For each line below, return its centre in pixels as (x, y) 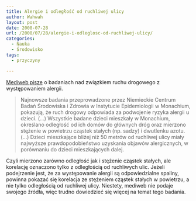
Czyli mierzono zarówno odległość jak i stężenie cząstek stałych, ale (89, 161)
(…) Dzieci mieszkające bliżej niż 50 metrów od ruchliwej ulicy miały (102, 137)
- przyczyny (26, 60)
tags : (13, 55)
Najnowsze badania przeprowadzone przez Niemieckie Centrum (98, 99)
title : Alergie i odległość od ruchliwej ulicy (65, 11)
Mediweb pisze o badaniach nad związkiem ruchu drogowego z (83, 82)
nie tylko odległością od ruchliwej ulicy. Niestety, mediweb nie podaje (90, 185)
